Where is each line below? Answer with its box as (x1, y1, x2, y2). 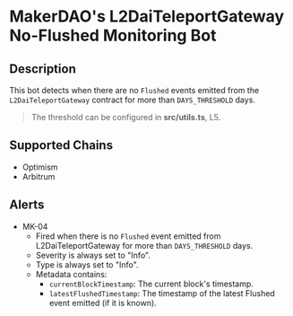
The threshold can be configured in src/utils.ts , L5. (30, 112, 221, 122)
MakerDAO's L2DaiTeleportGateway (9, 6, 285, 27)
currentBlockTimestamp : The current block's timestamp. (48, 278, 254, 289)
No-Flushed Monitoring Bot (9, 25, 217, 46)
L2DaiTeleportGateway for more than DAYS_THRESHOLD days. (35, 240, 254, 250)
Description (9, 61, 76, 76)
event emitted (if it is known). (48, 297, 157, 308)
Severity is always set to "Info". (35, 250, 151, 260)
